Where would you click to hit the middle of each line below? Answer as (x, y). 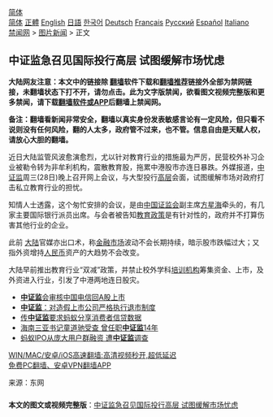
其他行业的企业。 (44, 224)
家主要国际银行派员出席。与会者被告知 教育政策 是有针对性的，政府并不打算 (133, 215)
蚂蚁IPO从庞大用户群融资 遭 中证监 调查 (84, 337)
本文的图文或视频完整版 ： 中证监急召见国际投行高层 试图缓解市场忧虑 (123, 405)
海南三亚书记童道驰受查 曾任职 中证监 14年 (89, 328)
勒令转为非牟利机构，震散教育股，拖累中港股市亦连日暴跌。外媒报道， (140, 167)
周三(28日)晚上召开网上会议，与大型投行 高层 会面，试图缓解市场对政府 (140, 177)
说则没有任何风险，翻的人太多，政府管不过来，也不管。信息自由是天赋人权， (136, 129)
